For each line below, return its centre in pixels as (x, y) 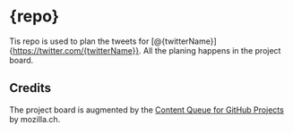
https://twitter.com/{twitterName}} (76, 50)
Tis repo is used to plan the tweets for (79, 41)
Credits (30, 88)
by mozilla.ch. (35, 119)
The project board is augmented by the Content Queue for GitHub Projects (146, 110)
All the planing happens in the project (212, 50)
